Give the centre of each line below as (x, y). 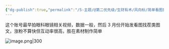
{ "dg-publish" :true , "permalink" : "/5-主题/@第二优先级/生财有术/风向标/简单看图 (84, 10)
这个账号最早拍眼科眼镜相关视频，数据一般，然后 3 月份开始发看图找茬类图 (83, 24)
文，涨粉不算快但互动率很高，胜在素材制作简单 (54, 31)
